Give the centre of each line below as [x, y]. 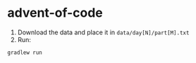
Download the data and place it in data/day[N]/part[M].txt [103, 32]
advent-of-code [55, 13]
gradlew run [25, 52]
